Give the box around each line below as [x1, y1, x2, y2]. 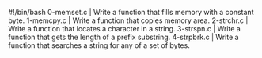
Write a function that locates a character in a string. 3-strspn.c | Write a [8, 24, 241, 33]
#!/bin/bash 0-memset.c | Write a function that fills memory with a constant [8, 8, 254, 16]
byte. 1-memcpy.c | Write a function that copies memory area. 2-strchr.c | [8, 16, 249, 25]
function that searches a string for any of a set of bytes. [8, 41, 190, 50]
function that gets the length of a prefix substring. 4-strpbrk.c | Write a [8, 32, 239, 42]
